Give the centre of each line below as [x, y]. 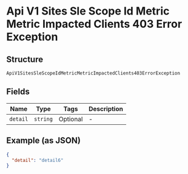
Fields [18, 92]
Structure [25, 59]
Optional [71, 119]
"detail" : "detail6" [38, 160]
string [44, 119]
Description [106, 109]
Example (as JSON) [43, 141]
